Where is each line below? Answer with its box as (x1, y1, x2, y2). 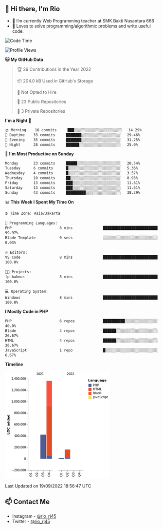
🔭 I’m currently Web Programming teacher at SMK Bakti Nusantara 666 (12, 18, 155, 23)
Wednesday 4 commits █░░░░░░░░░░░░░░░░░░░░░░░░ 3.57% (5, 170, 138, 176)
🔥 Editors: (5, 250, 28, 255)
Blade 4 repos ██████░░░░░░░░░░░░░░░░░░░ (5, 328, 158, 333)
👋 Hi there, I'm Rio (5, 5, 60, 13)
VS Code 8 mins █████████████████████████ (5, 255, 158, 260)
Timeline (5, 361, 23, 367)
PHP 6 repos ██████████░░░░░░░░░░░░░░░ (5, 318, 158, 324)
